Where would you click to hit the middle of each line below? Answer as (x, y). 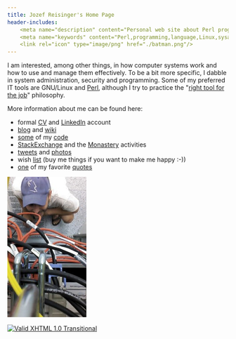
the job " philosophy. (36, 95)
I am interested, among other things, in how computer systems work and (112, 65)
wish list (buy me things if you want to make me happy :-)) (101, 160)
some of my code (43, 138)
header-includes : (33, 22)
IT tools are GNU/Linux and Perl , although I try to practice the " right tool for (116, 88)
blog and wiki (37, 130)
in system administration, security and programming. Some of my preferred (116, 80)
